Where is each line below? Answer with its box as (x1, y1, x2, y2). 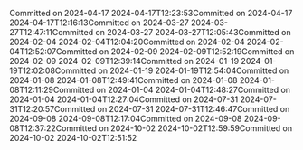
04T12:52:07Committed (9, 46, 98, 57)
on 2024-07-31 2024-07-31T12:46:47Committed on (97, 104, 290, 114)
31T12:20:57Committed (9, 104, 96, 114)
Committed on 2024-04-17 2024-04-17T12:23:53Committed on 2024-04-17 (9, 8, 293, 18)
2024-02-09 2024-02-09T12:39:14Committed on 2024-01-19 (9, 56, 240, 66)
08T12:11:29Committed (9, 85, 95, 95)
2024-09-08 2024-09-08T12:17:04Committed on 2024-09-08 (9, 113, 242, 124)
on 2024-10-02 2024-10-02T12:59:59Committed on (99, 123, 293, 134)
